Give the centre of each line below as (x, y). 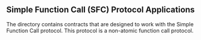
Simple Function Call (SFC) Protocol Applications (101, 10)
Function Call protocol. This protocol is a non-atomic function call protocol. (100, 30)
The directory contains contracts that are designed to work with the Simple (100, 24)
